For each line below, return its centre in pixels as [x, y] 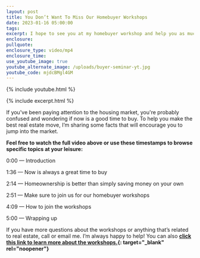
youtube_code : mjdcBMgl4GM [40, 73]
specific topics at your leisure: [45, 149]
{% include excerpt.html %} [40, 101]
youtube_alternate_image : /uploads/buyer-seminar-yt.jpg [78, 67]
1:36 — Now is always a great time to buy [57, 172]
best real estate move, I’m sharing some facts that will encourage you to [94, 125]
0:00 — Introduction [31, 161]
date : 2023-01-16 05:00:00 [40, 23]
